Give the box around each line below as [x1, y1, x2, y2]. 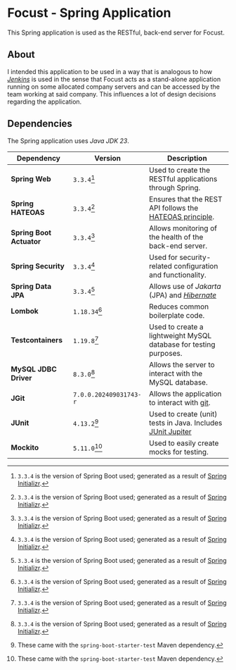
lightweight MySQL [148, 330, 212, 340]
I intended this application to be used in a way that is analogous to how [7, 67, 213, 75]
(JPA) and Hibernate [148, 290, 216, 300]
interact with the [148, 368, 203, 378]
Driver [11, 373, 32, 383]
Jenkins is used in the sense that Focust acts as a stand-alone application [7, 75, 221, 83]
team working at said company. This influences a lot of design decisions [7, 89, 216, 98]
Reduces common [148, 302, 209, 311]
